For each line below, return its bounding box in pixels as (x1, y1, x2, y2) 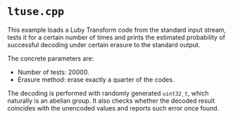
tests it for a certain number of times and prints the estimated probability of (7, 33, 225, 42)
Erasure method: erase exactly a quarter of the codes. (17, 75, 175, 84)
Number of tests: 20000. (17, 68, 89, 76)
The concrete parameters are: (7, 54, 94, 63)
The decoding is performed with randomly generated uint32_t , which (7, 89, 209, 97)
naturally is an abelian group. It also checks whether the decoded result (7, 96, 215, 105)
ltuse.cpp (7, 5, 65, 18)
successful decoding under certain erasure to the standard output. (7, 40, 201, 49)
